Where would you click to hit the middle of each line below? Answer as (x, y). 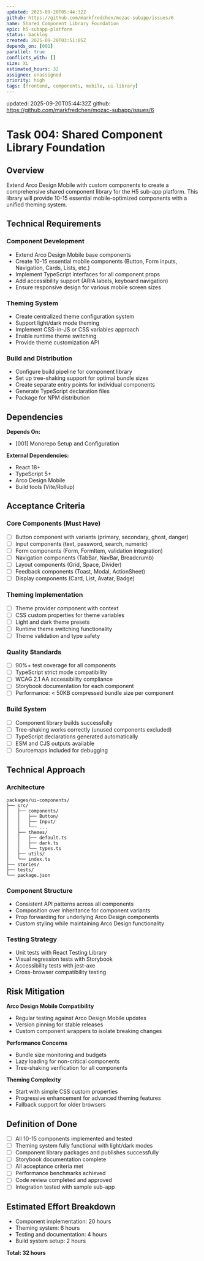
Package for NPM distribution (52, 398)
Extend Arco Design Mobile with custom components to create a (88, 185)
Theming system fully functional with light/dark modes (84, 1146)
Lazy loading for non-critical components (67, 1061)
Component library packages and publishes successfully (87, 1153)
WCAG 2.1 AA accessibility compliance (64, 679)
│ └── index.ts (28, 859)
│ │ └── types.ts (34, 848)
